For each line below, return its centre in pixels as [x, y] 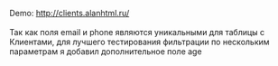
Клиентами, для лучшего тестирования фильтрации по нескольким [139, 42]
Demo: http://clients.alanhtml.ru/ [69, 13]
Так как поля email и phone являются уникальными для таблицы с [137, 32]
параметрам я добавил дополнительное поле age [106, 52]
